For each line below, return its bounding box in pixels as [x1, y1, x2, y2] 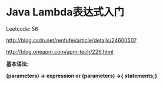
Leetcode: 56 [6, 25, 38, 32]
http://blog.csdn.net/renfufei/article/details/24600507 [6, 37, 137, 44]
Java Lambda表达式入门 [6, 5, 125, 19]
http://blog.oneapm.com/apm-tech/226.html [6, 48, 114, 55]
